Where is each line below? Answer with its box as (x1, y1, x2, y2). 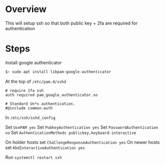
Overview (5, 4, 47, 15)
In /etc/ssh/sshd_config (5, 114, 56, 120)
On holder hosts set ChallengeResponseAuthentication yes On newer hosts (5, 139, 160, 145)
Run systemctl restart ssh (5, 154, 62, 160)
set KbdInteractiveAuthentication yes (5, 144, 86, 150)
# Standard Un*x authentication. (5, 101, 75, 106)
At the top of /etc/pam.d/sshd (5, 78, 66, 84)
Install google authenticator (5, 59, 62, 66)
